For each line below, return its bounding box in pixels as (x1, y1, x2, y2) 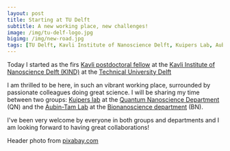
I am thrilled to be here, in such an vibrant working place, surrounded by (7, 81, 211, 89)
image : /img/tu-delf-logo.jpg (7, 29, 94, 36)
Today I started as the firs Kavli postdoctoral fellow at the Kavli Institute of (7, 61, 216, 68)
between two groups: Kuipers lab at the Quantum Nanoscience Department (7, 96, 220, 103)
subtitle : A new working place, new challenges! (7, 23, 149, 29)
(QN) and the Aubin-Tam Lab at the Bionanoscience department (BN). (7, 103, 203, 111)
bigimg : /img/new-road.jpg (7, 36, 84, 42)
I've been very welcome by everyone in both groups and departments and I (7, 116, 220, 124)
